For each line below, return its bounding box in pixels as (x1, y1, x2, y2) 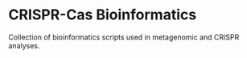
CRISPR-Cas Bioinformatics (8, 6, 197, 24)
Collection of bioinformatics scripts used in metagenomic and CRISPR (8, 32, 240, 42)
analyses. (8, 40, 40, 50)
